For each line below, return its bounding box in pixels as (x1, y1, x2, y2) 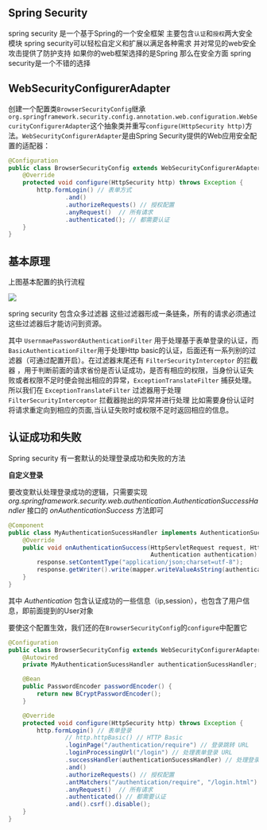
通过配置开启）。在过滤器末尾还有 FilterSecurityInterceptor (35, 355, 235, 365)
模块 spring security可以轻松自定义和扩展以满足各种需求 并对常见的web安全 (8, 38, 257, 48)
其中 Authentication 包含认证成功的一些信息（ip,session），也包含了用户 (8, 595, 243, 605)
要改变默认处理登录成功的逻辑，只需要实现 (8, 487, 148, 496)
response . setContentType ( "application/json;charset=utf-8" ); (37, 558, 244, 567)
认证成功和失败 (8, 431, 82, 444)
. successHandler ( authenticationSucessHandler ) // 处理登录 (64, 756, 260, 764)
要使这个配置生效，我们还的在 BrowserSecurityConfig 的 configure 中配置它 (8, 622, 248, 632)
